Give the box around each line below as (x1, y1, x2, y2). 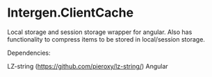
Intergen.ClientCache (7, 5, 134, 21)
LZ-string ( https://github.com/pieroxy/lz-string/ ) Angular (7, 62, 168, 70)
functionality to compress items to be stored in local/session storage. (7, 35, 205, 43)
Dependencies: (7, 49, 51, 57)
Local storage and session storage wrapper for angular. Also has (7, 28, 193, 36)
